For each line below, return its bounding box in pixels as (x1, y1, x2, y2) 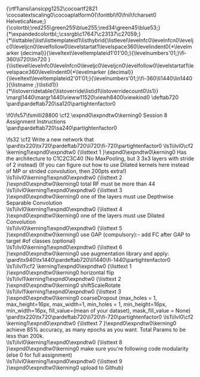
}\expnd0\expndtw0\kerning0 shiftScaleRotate (6, 282, 121, 289)
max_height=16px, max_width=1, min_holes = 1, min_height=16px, (6, 301, 167, 308)
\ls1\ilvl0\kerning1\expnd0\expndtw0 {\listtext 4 (6, 206, 123, 212)
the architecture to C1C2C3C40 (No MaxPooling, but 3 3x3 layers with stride (6, 155, 195, 162)
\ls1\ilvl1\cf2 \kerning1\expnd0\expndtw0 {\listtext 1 (6, 262, 132, 270)
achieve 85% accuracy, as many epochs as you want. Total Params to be (6, 326, 186, 333)
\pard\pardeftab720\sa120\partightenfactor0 (6, 100, 116, 107)
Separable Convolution (6, 199, 63, 206)
